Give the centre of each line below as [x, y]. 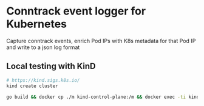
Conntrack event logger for [76, 11]
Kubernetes [37, 24]
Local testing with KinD [51, 66]
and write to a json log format [43, 47]
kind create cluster [32, 86]
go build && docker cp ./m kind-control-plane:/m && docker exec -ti [96, 97]
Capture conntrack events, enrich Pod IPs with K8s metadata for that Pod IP [101, 41]
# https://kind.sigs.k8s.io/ [43, 80]
